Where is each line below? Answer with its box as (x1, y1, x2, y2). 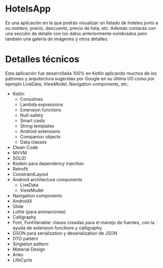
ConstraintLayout (12, 171, 49, 177)
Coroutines (20, 96, 43, 102)
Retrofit (12, 166, 28, 172)
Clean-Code (12, 144, 38, 150)
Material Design (12, 246, 45, 252)
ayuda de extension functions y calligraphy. (12, 225, 103, 231)
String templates (20, 123, 54, 129)
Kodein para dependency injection (12, 160, 84, 167)
